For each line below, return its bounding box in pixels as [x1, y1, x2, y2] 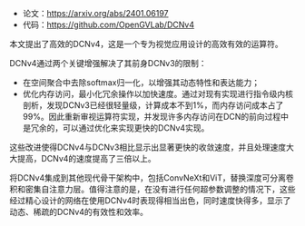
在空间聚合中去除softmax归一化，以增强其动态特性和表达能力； [22, 77, 261, 88]
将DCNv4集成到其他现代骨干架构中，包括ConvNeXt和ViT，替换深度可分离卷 [9, 172, 295, 183]
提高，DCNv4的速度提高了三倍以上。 [16, 153, 156, 163]
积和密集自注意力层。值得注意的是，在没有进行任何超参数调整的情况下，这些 [9, 184, 296, 194]
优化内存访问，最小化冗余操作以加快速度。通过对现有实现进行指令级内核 [22, 89, 293, 99]
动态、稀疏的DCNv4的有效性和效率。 [9, 207, 148, 217]
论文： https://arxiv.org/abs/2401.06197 [22, 8, 170, 18]
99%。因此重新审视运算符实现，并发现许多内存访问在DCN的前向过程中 [22, 112, 289, 122]
